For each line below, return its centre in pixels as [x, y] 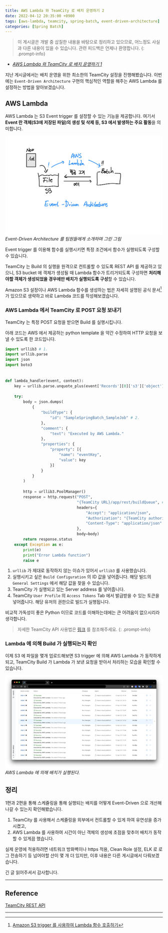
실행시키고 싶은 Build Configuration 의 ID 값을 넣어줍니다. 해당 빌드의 [82, 577]
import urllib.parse [27, 354]
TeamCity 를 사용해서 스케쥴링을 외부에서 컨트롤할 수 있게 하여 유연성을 [82, 820]
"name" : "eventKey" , [80, 455]
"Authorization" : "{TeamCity [116, 518]
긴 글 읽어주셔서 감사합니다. [32, 872]
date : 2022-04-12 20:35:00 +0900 [40, 16]
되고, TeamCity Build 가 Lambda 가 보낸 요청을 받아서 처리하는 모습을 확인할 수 [83, 662]
